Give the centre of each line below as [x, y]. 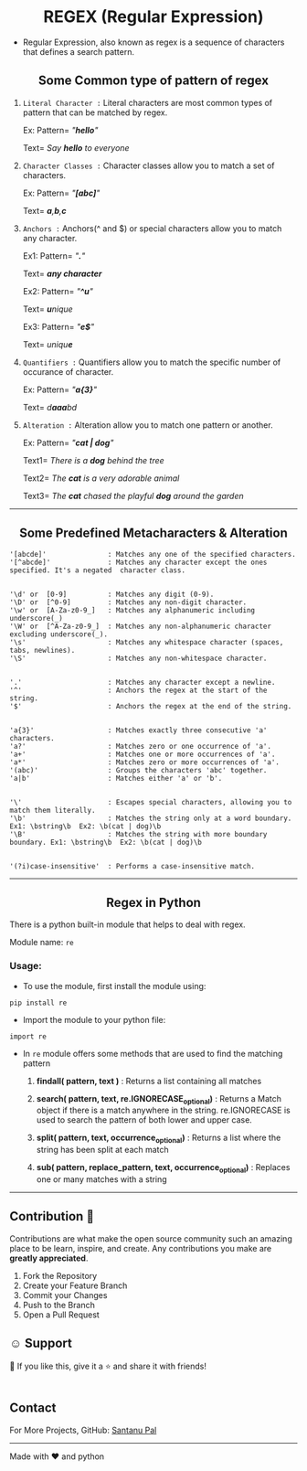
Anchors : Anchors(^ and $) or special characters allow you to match [152, 228]
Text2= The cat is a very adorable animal [101, 478]
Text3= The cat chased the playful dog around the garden [133, 496]
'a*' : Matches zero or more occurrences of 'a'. [145, 762]
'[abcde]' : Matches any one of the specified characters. [153, 554]
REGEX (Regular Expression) [153, 17]
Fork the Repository [60, 1275]
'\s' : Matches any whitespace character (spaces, [147, 642]
